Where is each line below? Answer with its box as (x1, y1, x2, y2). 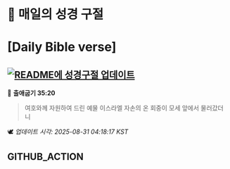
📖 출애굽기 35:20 (7, 89, 56, 97)
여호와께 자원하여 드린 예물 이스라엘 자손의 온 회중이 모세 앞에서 (24, 104, 199, 113)
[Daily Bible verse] (7, 39, 117, 55)
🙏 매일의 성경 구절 (7, 6, 104, 23)
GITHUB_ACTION (7, 151, 84, 163)
